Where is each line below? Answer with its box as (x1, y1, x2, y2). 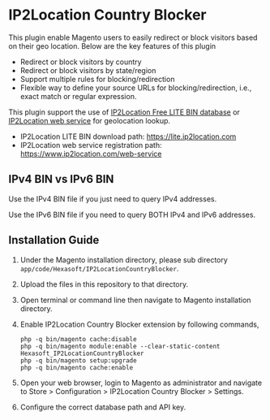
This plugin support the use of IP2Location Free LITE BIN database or (8, 107, 241, 117)
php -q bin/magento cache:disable (19, 335, 137, 343)
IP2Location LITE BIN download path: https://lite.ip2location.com (19, 132, 237, 141)
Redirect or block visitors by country (19, 57, 142, 67)
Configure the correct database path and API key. (19, 402, 186, 412)
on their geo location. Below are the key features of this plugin (8, 41, 216, 50)
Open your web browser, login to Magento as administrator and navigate (19, 378, 262, 388)
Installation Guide (8, 233, 100, 247)
